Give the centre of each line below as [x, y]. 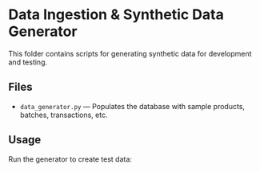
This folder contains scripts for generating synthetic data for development [130, 53]
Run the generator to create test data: [70, 159]
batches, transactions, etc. [64, 115]
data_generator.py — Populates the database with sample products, [132, 106]
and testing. [28, 62]
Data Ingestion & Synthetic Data [116, 15]
